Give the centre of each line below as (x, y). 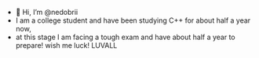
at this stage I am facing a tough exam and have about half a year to (125, 37)
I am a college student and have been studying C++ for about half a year (133, 20)
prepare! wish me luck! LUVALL (66, 45)
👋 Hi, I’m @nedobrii (47, 12)
